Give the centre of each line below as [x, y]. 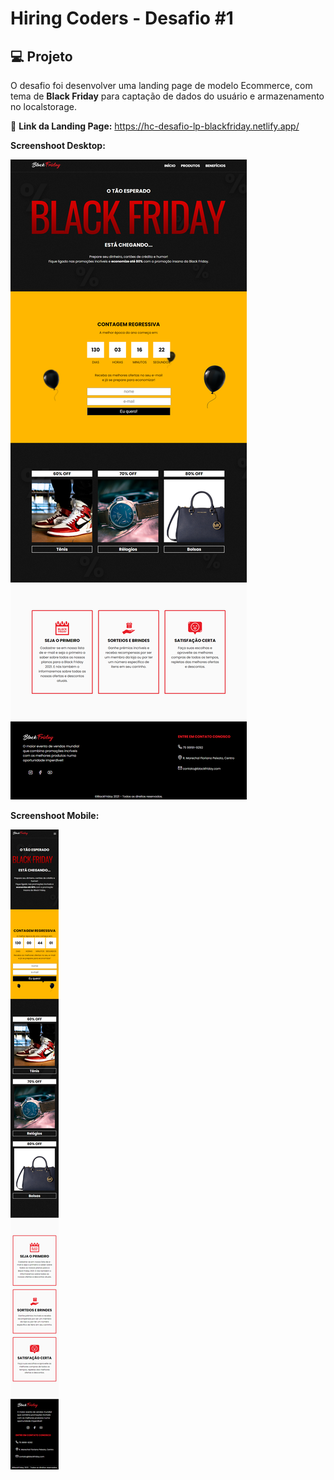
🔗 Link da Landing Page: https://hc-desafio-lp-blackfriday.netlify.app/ [155, 126]
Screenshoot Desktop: [58, 145]
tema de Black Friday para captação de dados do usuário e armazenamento [167, 96]
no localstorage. [43, 106]
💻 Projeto [41, 56]
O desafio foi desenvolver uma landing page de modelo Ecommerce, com [161, 85]
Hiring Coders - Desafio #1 [122, 18]
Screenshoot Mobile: [55, 815]
